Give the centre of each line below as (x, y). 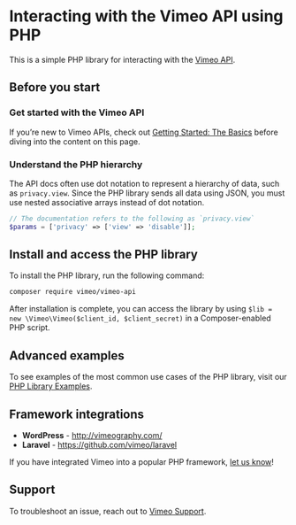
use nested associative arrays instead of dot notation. (107, 202)
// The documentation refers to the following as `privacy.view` (132, 219)
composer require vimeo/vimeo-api (73, 292)
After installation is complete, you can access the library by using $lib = (140, 309)
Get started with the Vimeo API (77, 112)
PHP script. (30, 328)
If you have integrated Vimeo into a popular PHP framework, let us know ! (141, 461)
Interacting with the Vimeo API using (147, 16)
